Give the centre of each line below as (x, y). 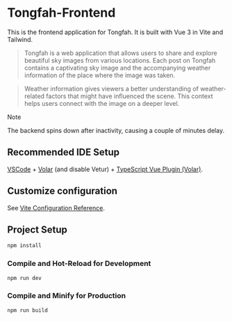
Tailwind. (20, 39)
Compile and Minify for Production (67, 296)
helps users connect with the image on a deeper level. (102, 103)
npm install (24, 246)
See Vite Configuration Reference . (56, 208)
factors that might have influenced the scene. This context (130, 96)
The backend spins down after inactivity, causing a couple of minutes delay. (116, 130)
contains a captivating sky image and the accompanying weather (117, 68)
